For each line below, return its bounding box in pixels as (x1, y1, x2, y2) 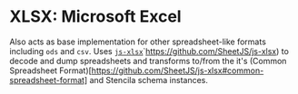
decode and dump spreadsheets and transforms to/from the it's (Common (9, 55, 287, 66)
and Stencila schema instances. (89, 74, 209, 85)
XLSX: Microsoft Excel (9, 6, 182, 27)
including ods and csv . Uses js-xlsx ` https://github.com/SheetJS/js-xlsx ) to (9, 45, 289, 56)
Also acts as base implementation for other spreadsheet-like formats (9, 36, 266, 47)
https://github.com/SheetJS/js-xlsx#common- (91, 65, 264, 76)
